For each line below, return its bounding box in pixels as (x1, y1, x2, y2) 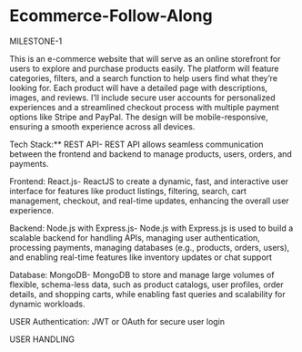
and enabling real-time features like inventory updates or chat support (9, 252, 273, 263)
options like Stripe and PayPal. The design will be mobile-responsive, (9, 111, 268, 122)
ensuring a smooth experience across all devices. (9, 120, 196, 132)
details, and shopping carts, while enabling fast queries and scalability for (9, 288, 286, 299)
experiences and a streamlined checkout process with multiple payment (9, 101, 279, 112)
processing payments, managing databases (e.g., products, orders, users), (9, 242, 290, 253)
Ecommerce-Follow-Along (9, 5, 213, 26)
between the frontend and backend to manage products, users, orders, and (9, 148, 293, 160)
